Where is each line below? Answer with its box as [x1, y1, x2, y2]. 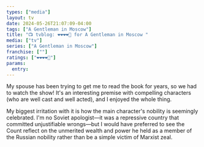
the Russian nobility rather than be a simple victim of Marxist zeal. [6, 134, 173, 141]
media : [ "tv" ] [6, 37, 43, 43]
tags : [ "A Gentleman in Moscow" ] [6, 26, 92, 32]
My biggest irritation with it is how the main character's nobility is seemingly [6, 108, 198, 115]
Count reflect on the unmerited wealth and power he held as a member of [6, 127, 192, 135]
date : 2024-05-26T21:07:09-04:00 [6, 20, 92, 26]
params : [6, 60, 26, 66]
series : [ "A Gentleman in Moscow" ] [6, 43, 97, 50]
